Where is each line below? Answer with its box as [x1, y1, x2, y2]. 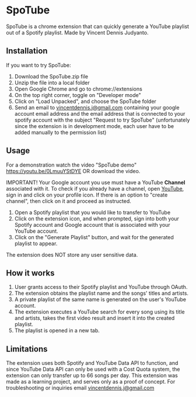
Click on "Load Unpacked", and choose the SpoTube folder [14, 98, 156, 105]
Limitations [6, 344, 48, 354]
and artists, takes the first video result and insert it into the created [14, 315, 175, 322]
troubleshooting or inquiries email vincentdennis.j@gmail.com [6, 384, 155, 392]
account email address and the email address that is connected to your [14, 110, 185, 117]
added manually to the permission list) [14, 129, 107, 136]
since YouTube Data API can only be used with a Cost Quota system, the [6, 366, 180, 373]
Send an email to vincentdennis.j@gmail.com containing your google [14, 103, 180, 111]
